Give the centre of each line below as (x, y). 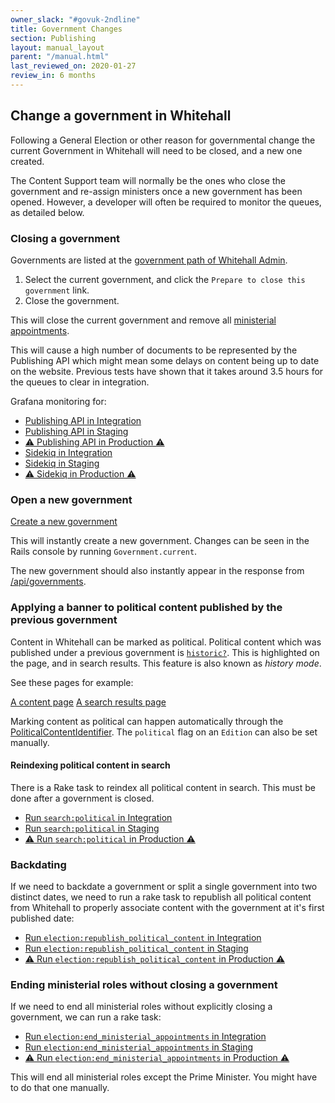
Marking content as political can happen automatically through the (147, 721)
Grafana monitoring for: (58, 401)
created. (27, 161)
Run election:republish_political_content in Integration (143, 938)
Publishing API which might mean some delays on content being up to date (165, 360)
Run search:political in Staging (92, 828)
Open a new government (71, 499)
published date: (42, 918)
